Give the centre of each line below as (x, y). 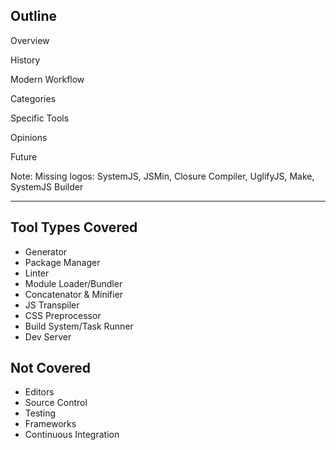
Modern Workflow (47, 79)
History (25, 60)
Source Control (56, 403)
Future (24, 156)
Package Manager (62, 262)
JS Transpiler (52, 305)
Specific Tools (40, 118)
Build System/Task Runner (79, 326)
